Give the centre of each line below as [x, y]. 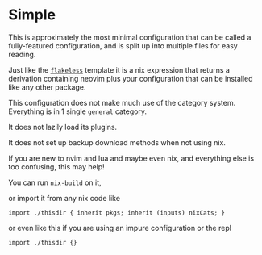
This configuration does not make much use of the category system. [122, 102]
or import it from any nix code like [64, 198]
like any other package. [47, 87]
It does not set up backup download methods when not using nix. [117, 142]
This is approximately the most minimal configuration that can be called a [130, 37]
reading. [22, 54]
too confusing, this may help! [56, 166]
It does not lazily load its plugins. [63, 127]
